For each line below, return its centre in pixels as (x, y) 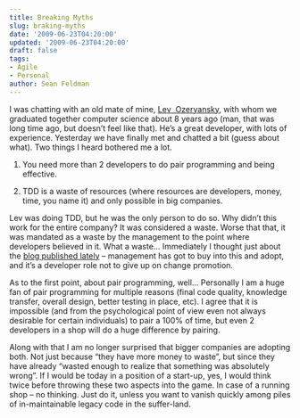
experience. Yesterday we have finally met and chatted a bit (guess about (144, 137)
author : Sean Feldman (50, 84)
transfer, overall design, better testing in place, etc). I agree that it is (134, 301)
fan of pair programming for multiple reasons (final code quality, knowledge (148, 291)
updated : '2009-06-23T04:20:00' (69, 42)
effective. (40, 174)
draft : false (33, 51)
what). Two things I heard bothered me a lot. (91, 147)
